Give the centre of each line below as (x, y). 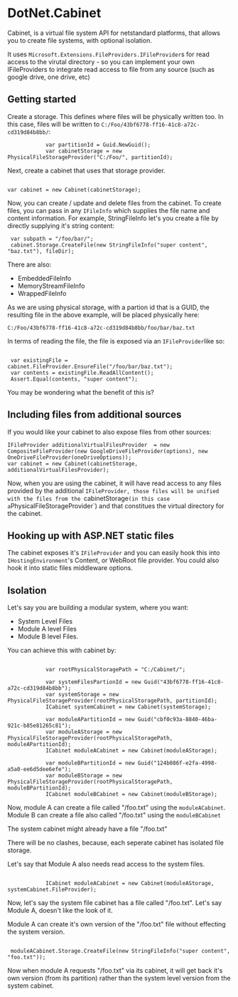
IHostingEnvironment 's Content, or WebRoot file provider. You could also (113, 560)
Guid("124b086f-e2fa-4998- (178, 763)
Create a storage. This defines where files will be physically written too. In (115, 116)
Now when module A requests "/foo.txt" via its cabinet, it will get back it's (115, 971)
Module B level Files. (48, 636)
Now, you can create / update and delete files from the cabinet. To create (114, 203)
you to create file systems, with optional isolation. (80, 40)
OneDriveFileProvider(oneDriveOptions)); (70, 458)
